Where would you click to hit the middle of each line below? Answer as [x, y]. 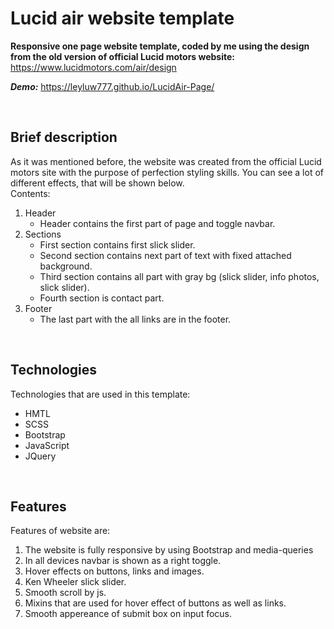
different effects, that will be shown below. [97, 183]
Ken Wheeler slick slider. [75, 582]
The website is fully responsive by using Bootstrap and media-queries [169, 550]
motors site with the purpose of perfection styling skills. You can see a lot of [167, 172]
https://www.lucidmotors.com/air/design [93, 67]
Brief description [64, 137]
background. [66, 266]
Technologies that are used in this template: [100, 394]
